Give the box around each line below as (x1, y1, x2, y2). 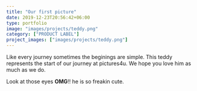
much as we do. (6, 66, 46, 73)
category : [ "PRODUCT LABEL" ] (6, 31, 80, 37)
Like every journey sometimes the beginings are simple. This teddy (6, 54, 173, 60)
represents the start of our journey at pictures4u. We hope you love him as (6, 60, 192, 67)
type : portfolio (6, 20, 47, 26)
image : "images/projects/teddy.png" (6, 25, 98, 32)
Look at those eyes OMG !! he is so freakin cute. (6, 78, 125, 85)
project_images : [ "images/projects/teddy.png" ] (6, 37, 128, 43)
